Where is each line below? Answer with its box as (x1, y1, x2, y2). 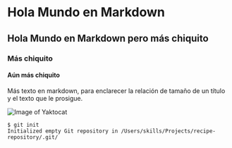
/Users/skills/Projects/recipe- (121, 128, 216, 135)
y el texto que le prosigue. (7, 94, 83, 102)
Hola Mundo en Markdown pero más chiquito (7, 32, 209, 44)
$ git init (7, 121, 39, 128)
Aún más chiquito (7, 71, 60, 80)
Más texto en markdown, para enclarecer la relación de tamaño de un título (7, 86, 226, 95)
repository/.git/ (7, 133, 59, 141)
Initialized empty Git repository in (7, 128, 118, 135)
